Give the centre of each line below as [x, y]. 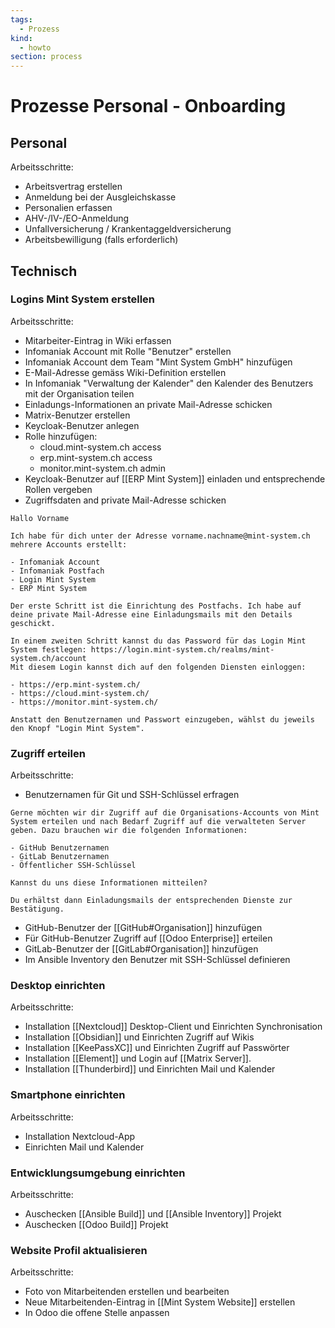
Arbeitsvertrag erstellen [73, 187]
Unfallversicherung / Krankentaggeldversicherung [128, 229]
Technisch [44, 271]
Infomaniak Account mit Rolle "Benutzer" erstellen [128, 351]
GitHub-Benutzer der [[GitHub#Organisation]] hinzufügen [143, 928]
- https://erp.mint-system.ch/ [75, 684]
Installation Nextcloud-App [80, 1136]
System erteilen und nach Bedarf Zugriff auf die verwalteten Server [158, 822]
